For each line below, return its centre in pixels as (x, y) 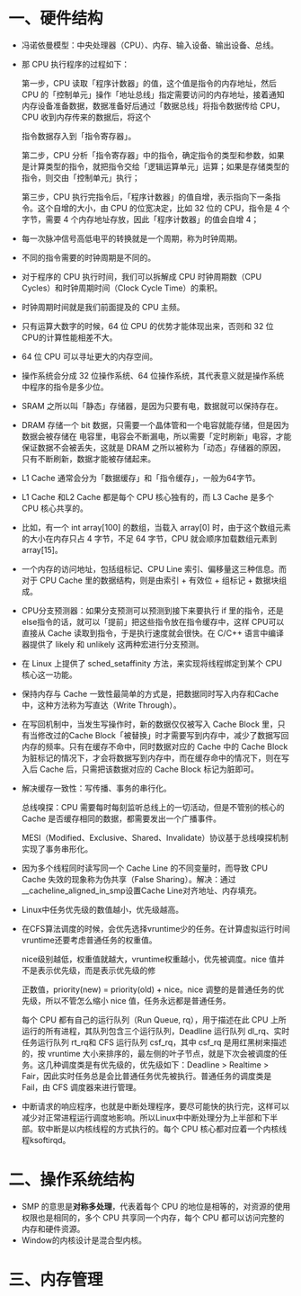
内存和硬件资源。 (53, 1229)
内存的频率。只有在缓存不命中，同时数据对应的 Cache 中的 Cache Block (155, 746)
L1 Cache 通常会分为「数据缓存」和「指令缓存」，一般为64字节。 (141, 478)
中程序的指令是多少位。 (65, 387)
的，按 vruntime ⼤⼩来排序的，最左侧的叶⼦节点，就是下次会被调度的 (150, 1053)
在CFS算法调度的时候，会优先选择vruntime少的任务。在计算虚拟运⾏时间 (156, 928)
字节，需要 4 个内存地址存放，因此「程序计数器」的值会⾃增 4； (140, 219)
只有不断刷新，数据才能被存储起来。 (89, 459)
